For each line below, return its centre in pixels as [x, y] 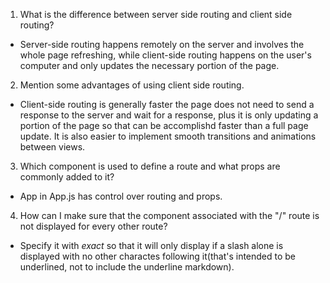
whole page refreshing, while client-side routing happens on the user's [165, 55]
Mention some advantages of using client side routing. [132, 85]
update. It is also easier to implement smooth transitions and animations [168, 136]
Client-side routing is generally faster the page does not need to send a [167, 104]
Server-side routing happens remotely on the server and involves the [162, 44]
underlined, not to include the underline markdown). [127, 267]
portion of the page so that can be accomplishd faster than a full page [164, 125]
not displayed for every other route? [93, 226]
